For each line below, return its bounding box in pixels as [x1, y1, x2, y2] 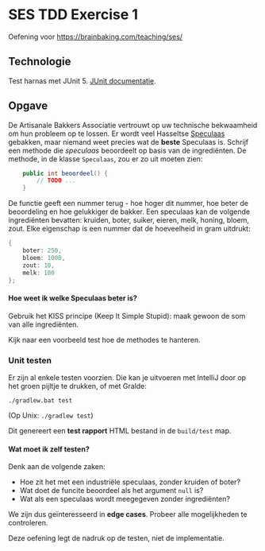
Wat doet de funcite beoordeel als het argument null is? [19, 486, 204, 495]
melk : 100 [22, 269, 56, 277]
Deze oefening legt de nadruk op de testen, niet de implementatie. [8, 534, 225, 543]
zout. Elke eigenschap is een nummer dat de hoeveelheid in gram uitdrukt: [8, 224, 252, 234]
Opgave [8, 99, 48, 113]
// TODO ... [36, 177, 77, 184]
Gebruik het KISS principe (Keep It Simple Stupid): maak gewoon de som [8, 311, 246, 320]
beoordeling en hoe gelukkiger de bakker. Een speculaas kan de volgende [8, 207, 251, 216]
